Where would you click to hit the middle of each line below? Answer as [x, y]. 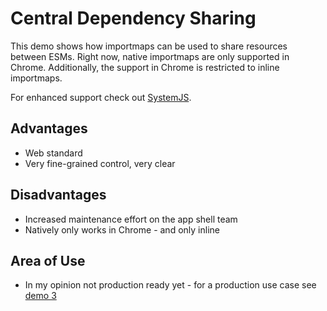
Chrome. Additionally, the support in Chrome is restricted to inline [145, 67]
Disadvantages [58, 195]
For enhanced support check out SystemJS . [101, 97]
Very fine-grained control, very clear [100, 163]
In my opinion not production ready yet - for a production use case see [170, 285]
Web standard [53, 153]
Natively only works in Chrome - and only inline [122, 229]
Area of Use [48, 260]
